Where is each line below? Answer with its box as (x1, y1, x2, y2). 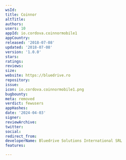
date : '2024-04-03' (5, 110, 46, 116)
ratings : (5, 59, 24, 64)
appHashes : (5, 106, 28, 111)
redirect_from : (5, 134, 37, 139)
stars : (5, 54, 19, 59)
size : (5, 68, 17, 73)
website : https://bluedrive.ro (5, 73, 71, 78)
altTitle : (5, 17, 26, 22)
